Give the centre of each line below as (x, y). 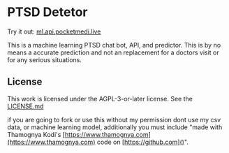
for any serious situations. (45, 59)
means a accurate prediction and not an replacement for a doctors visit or (113, 52)
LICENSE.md (25, 106)
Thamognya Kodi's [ (36, 134)
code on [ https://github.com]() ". (142, 142)
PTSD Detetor (47, 12)
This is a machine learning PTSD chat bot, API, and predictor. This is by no (114, 45)
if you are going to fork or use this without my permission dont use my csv (114, 119)
